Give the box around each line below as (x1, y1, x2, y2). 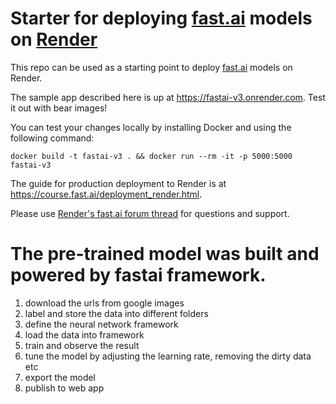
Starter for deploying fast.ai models (10, 7, 313, 30)
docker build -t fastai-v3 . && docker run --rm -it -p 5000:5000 (10, 151, 293, 161)
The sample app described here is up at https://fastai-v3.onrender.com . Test (10, 91, 326, 103)
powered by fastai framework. (10, 264, 267, 287)
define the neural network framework (24, 318, 179, 330)
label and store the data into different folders (24, 307, 209, 319)
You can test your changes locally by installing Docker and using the (10, 121, 292, 133)
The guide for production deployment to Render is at (10, 177, 227, 189)
